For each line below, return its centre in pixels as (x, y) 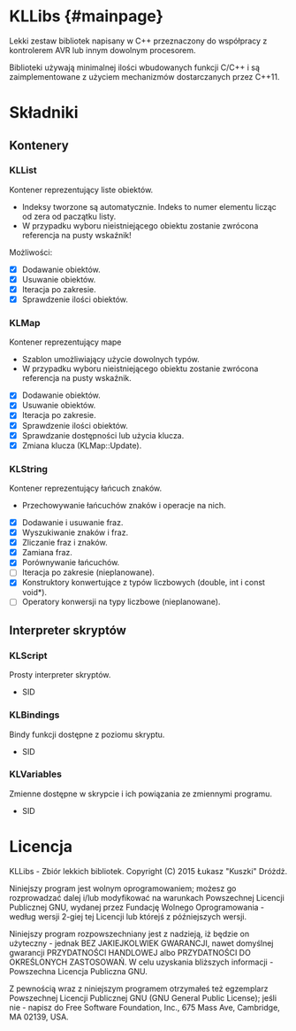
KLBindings (34, 715)
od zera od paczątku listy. (69, 216)
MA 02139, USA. (39, 1017)
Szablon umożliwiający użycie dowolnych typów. (111, 360)
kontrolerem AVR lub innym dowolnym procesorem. (102, 50)
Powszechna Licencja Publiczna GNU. (78, 971)
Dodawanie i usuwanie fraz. (72, 523)
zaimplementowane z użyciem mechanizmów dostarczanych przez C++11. (144, 76)
